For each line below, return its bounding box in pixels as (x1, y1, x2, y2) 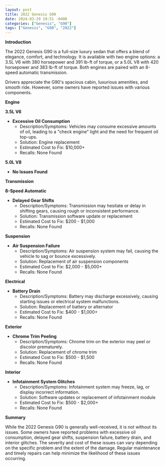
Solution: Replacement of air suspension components (19, 258, 128, 264)
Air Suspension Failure (12, 243, 60, 249)
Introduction (5, 39, 31, 45)
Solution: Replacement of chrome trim (19, 349, 97, 355)
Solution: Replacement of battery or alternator (19, 304, 114, 310)
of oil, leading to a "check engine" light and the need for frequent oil (19, 129, 159, 135)
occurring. (5, 456, 26, 462)
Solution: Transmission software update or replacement (19, 213, 133, 219)
